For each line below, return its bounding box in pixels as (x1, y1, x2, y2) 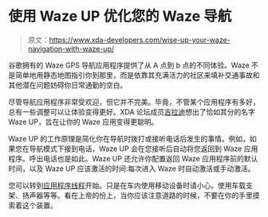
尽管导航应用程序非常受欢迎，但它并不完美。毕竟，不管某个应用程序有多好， (8, 97, 260, 107)
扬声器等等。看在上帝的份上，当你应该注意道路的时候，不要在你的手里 (22, 190, 253, 200)
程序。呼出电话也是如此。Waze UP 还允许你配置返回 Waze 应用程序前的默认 (8, 153, 258, 163)
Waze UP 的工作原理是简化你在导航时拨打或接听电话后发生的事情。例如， (8, 134, 250, 143)
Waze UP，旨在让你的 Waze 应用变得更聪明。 (8, 117, 159, 126)
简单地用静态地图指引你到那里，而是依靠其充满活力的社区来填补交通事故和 (14, 70, 260, 79)
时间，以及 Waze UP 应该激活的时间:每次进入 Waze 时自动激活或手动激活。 (8, 164, 255, 173)
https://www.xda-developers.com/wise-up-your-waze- (49, 35, 231, 45)
